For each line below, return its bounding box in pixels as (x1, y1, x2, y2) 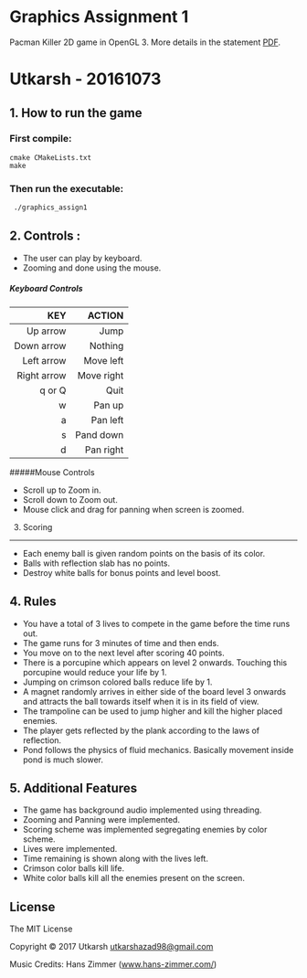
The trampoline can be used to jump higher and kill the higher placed (22, 706, 283, 717)
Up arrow (26, 324, 67, 337)
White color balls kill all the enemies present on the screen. (22, 873, 245, 884)
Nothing (90, 339, 124, 352)
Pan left (90, 413, 124, 426)
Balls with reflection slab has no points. (22, 558, 171, 569)
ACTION (87, 309, 124, 322)
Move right (77, 368, 124, 381)
